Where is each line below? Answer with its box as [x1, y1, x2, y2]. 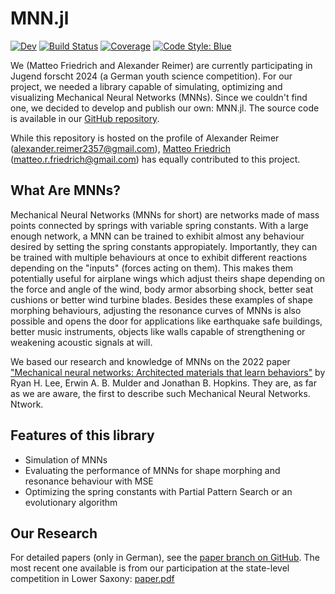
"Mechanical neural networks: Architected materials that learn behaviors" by [10, 366, 326, 378]
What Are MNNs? [10, 182, 122, 199]
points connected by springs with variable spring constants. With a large [10, 219, 309, 231]
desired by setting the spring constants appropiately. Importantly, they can [10, 240, 318, 252]
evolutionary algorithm [24, 496, 118, 508]
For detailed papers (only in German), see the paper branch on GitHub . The [10, 552, 321, 564]
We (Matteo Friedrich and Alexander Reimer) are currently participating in [10, 59, 313, 71]
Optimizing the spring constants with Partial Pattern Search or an [24, 485, 293, 497]
